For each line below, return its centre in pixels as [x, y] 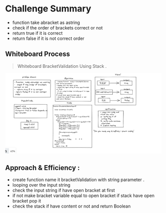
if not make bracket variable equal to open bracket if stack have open [83, 196]
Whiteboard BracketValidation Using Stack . [62, 66]
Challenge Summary [48, 9]
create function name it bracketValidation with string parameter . [78, 180]
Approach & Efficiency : [42, 168]
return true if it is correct [38, 33]
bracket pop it [27, 201]
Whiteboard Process [38, 54]
